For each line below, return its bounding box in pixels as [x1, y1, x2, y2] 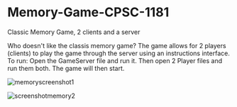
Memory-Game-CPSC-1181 [7, 4, 170, 21]
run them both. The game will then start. [7, 64, 125, 72]
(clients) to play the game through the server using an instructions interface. [7, 49, 231, 57]
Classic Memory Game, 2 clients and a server [7, 28, 140, 36]
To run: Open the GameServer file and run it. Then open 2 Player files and [7, 56, 223, 64]
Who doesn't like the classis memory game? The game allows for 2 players [7, 41, 226, 50]
